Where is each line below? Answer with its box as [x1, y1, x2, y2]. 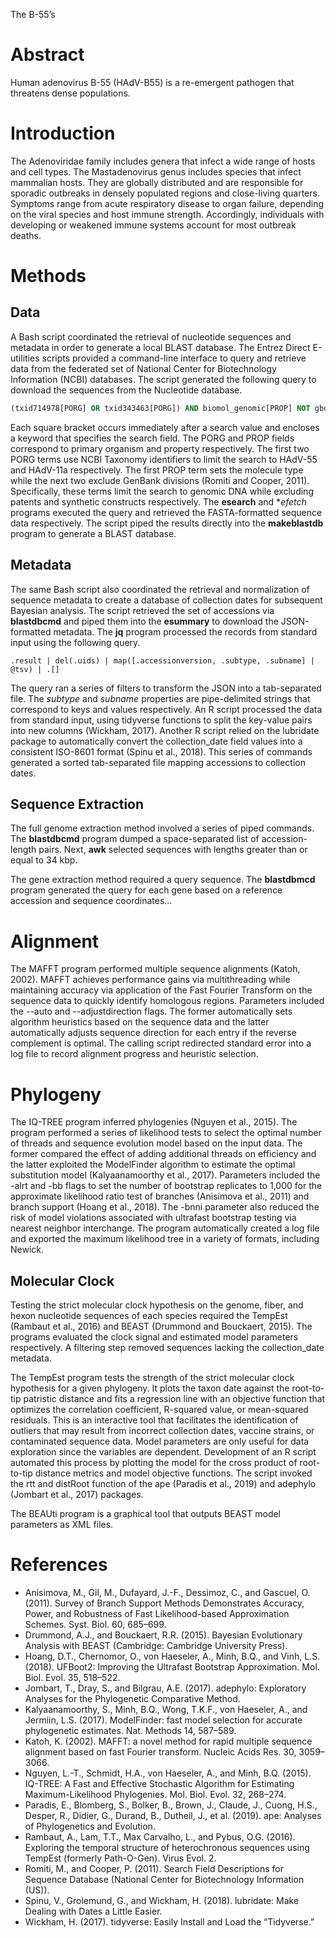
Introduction [10, 122, 116, 145]
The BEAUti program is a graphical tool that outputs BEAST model [10, 1508, 282, 1520]
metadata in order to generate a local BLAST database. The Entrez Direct [10, 341, 311, 353]
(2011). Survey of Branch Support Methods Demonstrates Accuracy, [24, 1597, 305, 1609]
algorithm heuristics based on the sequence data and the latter [10, 1016, 270, 1028]
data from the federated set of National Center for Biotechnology [10, 362, 277, 374]
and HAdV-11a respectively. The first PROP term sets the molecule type [10, 464, 304, 476]
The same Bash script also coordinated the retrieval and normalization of [10, 583, 310, 595]
